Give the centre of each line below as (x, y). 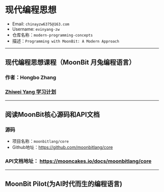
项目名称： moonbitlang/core (41, 141)
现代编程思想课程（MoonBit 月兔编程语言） (70, 62)
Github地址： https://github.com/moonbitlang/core (62, 148)
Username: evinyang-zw (36, 29)
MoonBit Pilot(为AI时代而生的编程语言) (64, 184)
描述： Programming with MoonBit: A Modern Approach (66, 41)
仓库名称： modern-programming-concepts (52, 35)
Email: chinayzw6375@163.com (41, 24)
